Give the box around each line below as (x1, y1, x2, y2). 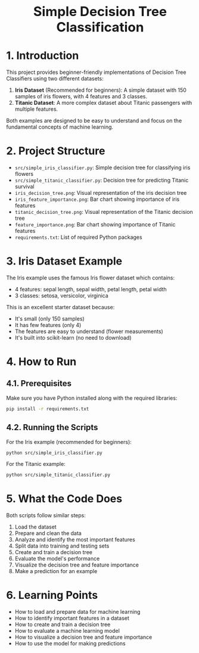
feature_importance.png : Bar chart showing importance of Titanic (14, 220, 176, 228)
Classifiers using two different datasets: (6, 74, 104, 82)
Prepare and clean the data (14, 530, 82, 537)
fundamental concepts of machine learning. (6, 123, 114, 130)
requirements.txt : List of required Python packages (14, 234, 142, 241)
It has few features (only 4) (14, 321, 82, 328)
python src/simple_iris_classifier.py (6, 450, 102, 456)
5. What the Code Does (6, 492, 123, 506)
